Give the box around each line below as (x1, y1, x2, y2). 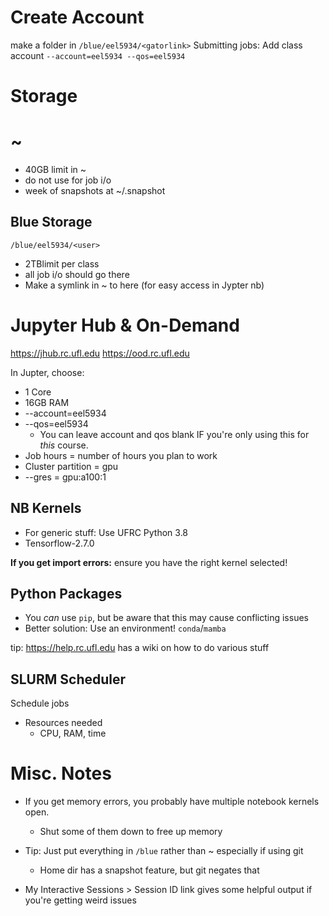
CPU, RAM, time (39, 727, 107, 740)
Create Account (10, 6, 145, 29)
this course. (39, 439, 89, 451)
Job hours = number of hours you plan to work (24, 449, 218, 461)
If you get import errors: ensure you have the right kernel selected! (10, 556, 288, 568)
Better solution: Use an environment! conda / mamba (24, 622, 227, 635)
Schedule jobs (10, 697, 70, 710)
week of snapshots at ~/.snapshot (24, 185, 166, 197)
